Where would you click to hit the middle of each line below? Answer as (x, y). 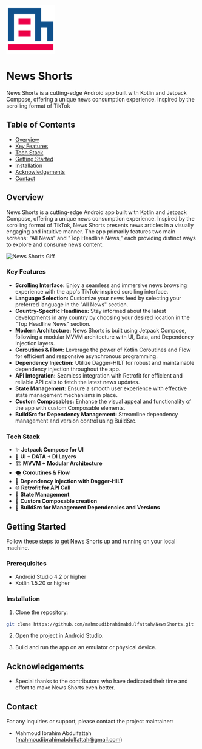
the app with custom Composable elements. (70, 408)
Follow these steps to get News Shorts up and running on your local (91, 541)
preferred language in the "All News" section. (72, 304)
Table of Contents (41, 125)
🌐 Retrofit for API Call (43, 488)
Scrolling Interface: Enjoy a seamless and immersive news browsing (101, 285)
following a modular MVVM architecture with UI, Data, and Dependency (104, 337)
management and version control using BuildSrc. (76, 421)
